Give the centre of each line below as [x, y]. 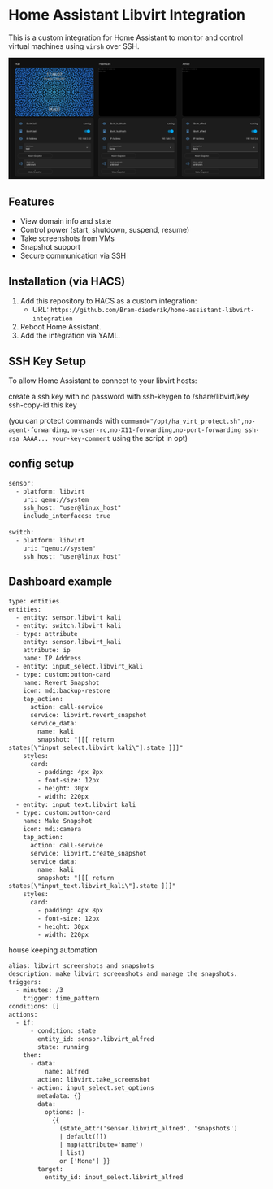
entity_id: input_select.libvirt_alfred [114, 1177]
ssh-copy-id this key [43, 405]
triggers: [25, 982]
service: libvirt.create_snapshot [89, 853]
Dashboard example [60, 582]
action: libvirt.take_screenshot [94, 1079]
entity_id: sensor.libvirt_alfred [96, 1039]
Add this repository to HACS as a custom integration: [108, 301]
